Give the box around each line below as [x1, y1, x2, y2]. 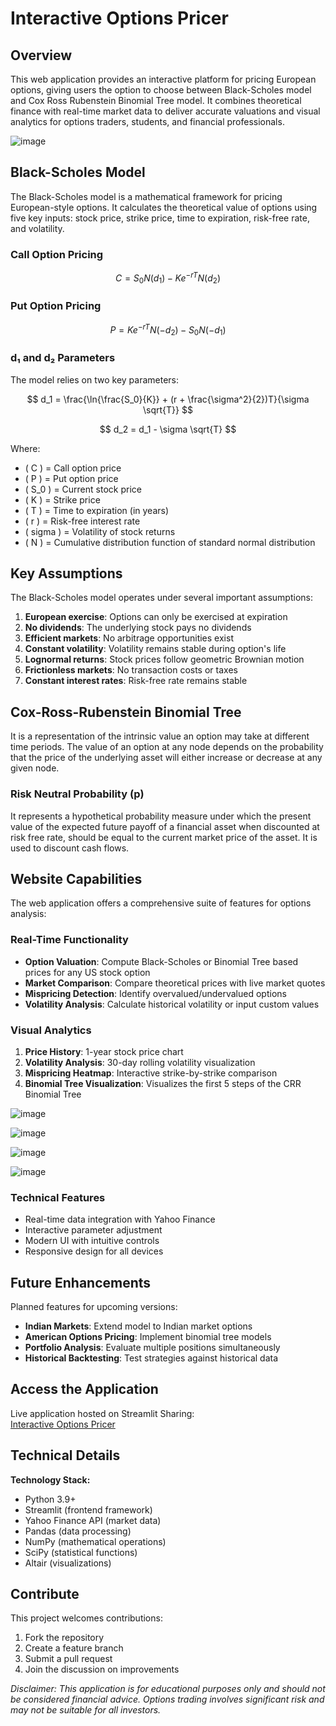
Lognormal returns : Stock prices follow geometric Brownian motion [24, 653, 305, 666]
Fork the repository [24, 1632, 105, 1644]
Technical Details [10, 1447, 121, 1464]
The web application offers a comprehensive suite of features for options [10, 897, 312, 909]
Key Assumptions [10, 565, 123, 582]
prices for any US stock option [24, 966, 151, 978]
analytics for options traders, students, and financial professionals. [10, 116, 285, 127]
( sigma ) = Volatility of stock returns [24, 525, 176, 537]
